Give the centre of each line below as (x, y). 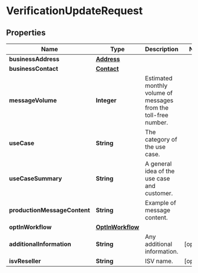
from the (157, 108)
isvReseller (25, 261)
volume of (159, 93)
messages (159, 100)
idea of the (160, 171)
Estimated (159, 78)
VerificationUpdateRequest (75, 11)
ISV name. (159, 261)
